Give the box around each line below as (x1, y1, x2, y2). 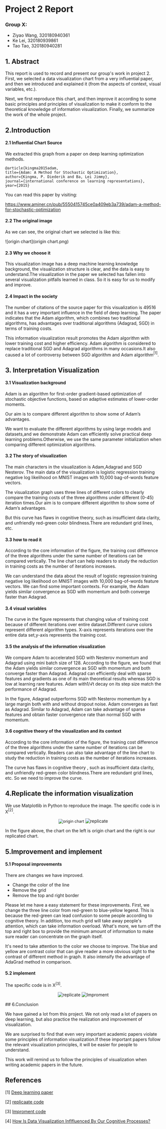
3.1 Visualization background (5, 380, 66, 386)
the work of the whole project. (5, 111, 67, 117)
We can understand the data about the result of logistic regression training (5, 573, 157, 579)
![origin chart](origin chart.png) (5, 239, 69, 245)
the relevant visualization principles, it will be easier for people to (5, 1041, 138, 1047)
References (5, 1076, 42, 1084)
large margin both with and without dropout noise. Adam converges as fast (5, 701, 158, 707)
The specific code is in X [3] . (5, 981, 62, 988)
